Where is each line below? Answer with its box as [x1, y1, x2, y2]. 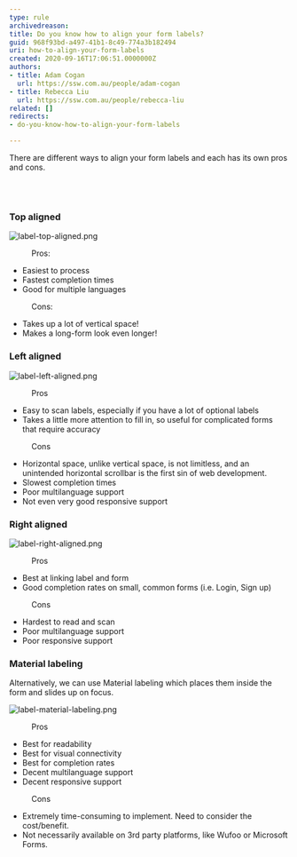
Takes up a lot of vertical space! [21, 319, 139, 329]
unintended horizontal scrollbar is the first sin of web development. [21, 467, 268, 478]
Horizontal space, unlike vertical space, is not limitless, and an [21, 458, 250, 469]
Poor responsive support [21, 635, 113, 646]
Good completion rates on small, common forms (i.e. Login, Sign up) [21, 582, 272, 592]
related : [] [9, 104, 53, 113]
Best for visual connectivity [21, 748, 122, 759]
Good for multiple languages [21, 284, 127, 295]
